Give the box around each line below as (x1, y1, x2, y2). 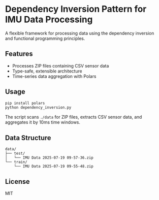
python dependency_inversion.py (5, 105, 71, 110)
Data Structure (5, 133, 52, 142)
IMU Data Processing (5, 14, 93, 25)
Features (5, 50, 33, 58)
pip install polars (5, 100, 45, 105)
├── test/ (5, 151, 26, 156)
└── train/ (5, 160, 28, 165)
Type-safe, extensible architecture (12, 68, 82, 74)
